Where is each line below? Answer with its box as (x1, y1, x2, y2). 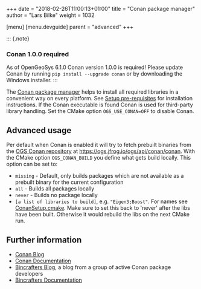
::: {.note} (6, 35, 30, 42)
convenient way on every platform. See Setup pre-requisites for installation (6, 95, 193, 102)
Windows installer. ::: (6, 77, 58, 84)
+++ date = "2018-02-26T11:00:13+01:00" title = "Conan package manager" (6, 5, 195, 12)
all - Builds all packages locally (14, 185, 95, 192)
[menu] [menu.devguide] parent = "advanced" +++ (6, 24, 134, 30)
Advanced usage (6, 125, 72, 135)
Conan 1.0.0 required (6, 50, 69, 58)
